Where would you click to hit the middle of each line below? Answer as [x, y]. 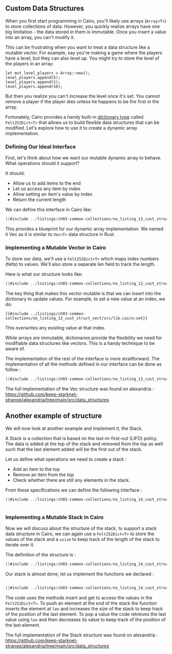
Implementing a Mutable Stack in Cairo [55, 517]
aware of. [15, 349]
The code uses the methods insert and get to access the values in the [79, 597]
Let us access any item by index [47, 189]
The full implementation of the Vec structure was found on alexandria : [80, 389]
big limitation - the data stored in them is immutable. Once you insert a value [86, 32]
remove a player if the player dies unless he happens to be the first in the [82, 101]
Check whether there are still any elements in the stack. [71, 480]
